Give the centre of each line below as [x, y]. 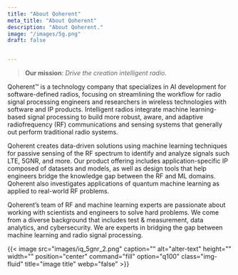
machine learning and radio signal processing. [75, 235]
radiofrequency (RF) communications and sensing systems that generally [115, 124]
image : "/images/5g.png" [44, 34]
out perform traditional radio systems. [63, 132]
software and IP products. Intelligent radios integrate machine [98, 109]
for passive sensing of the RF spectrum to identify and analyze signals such [119, 153]
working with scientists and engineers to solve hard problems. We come [113, 212]
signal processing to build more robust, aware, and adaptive [115, 117]
